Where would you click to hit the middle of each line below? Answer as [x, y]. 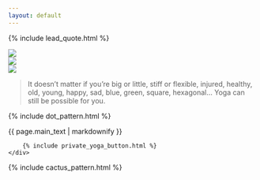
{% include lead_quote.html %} [59, 38]
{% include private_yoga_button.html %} [90, 146]
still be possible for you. [66, 100]
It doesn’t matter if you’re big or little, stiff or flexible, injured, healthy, [140, 84]
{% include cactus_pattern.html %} [65, 167]
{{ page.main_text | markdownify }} [65, 131]
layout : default [35, 15]
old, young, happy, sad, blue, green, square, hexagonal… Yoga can [136, 92]
